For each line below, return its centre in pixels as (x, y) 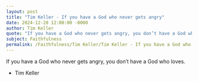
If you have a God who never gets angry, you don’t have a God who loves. (96, 61)
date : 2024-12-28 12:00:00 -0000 (47, 22)
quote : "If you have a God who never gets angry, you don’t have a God (96, 34)
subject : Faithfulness (34, 39)
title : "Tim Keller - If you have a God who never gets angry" (85, 17)
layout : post (22, 12)
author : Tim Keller (30, 28)
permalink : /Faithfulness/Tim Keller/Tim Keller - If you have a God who (99, 45)
